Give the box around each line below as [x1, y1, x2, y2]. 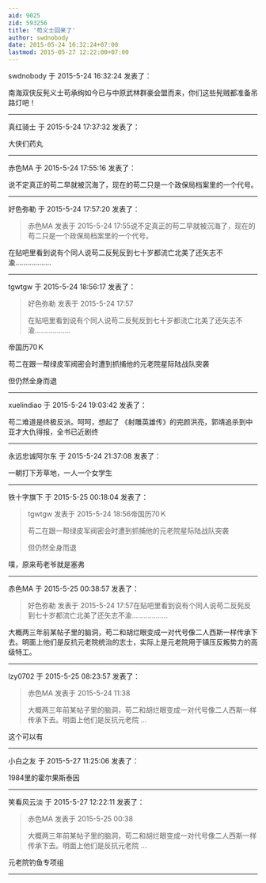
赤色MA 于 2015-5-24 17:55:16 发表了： [8, 163, 136, 173]
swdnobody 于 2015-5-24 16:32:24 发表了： [8, 71, 152, 80]
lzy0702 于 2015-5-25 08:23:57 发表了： [8, 672, 141, 681]
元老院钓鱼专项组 [8, 858, 64, 867]
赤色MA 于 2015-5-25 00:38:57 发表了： [8, 584, 140, 593]
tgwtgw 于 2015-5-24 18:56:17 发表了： [8, 282, 136, 291]
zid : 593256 [8, 19, 47, 27]
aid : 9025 [8, 11, 41, 20]
